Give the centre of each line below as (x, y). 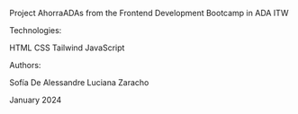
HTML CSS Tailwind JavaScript (67, 48)
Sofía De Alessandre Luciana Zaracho (79, 83)
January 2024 (36, 100)
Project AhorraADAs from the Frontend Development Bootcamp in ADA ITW (149, 13)
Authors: (25, 65)
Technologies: (36, 30)
